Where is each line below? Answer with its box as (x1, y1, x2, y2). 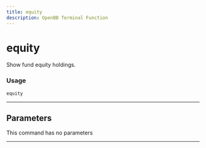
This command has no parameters (6, 129, 93, 136)
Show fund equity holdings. (6, 61, 76, 68)
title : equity (6, 9, 43, 15)
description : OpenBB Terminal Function (6, 15, 109, 21)
